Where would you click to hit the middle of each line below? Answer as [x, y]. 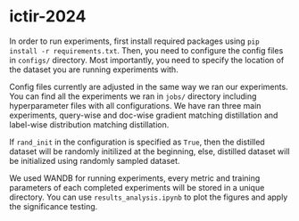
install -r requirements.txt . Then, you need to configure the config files [146, 50]
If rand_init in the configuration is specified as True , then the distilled [137, 142]
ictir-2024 [48, 16]
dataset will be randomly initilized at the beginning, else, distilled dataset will [149, 151]
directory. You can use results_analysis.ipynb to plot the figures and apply [149, 197]
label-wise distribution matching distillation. [89, 124]
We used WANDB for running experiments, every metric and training [135, 178]
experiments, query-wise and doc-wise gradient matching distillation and [144, 115]
